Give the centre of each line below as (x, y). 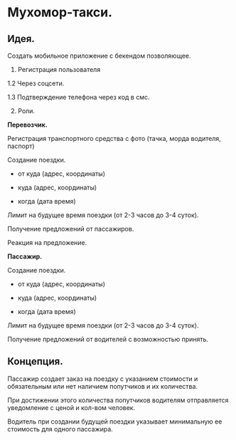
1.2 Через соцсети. (36, 83)
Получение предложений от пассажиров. (71, 229)
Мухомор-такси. (60, 12)
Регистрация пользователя (59, 69)
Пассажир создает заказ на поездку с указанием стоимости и (103, 379)
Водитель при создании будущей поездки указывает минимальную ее (115, 421)
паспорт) (21, 146)
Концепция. (35, 361)
